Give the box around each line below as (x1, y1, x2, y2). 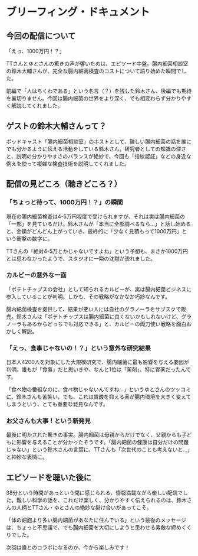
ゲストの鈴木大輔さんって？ (6, 121, 107, 131)
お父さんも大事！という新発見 (6, 417, 91, 425)
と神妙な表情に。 (6, 453, 48, 461)
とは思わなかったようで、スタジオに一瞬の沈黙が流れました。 (6, 255, 156, 262)
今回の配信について (6, 31, 76, 41)
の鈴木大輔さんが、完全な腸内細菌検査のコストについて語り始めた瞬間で (6, 67, 181, 74)
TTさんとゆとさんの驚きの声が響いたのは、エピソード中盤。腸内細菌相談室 (6, 60, 189, 67)
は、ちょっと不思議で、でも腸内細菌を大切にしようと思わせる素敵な (6, 524, 171, 531)
